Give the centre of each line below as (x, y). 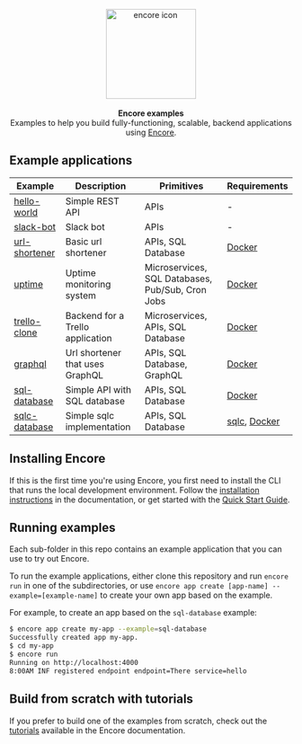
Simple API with (98, 389)
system (80, 295)
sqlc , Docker (253, 421)
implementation (98, 427)
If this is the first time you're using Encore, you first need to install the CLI (145, 480)
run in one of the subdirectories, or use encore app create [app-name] (139, 586)
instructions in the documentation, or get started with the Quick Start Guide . (150, 500)
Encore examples (151, 113)
